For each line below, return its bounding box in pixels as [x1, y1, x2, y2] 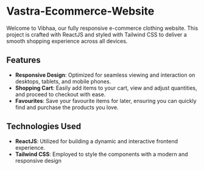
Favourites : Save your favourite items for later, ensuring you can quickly [15, 97, 197, 104]
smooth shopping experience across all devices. [6, 37, 128, 44]
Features [6, 55, 41, 65]
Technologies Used [6, 121, 81, 132]
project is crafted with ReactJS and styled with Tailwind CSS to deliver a [6, 30, 187, 38]
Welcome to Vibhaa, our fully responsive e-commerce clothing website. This [6, 24, 199, 32]
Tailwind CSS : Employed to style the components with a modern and [15, 151, 188, 158]
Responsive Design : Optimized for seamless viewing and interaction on [15, 71, 195, 79]
